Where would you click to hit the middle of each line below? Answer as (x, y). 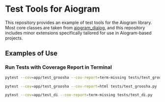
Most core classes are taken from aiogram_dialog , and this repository (75, 27)
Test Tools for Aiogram (53, 9)
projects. (14, 38)
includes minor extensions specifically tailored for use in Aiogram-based (78, 33)
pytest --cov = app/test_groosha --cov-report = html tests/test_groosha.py (81, 86)
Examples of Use (31, 53)
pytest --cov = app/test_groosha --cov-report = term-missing (66, 77)
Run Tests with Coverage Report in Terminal (58, 67)
